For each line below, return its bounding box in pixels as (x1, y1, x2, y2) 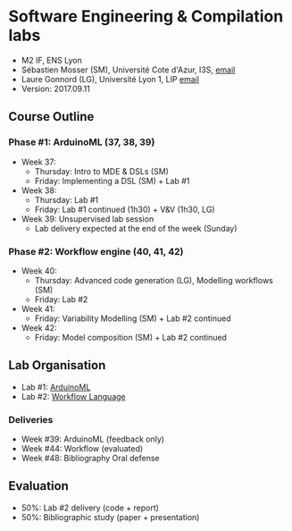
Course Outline (8, 109, 95, 124)
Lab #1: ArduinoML (21, 382, 91, 392)
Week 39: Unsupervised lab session (21, 213, 154, 224)
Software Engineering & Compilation (8, 6, 284, 27)
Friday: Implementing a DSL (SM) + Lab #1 (34, 175, 190, 186)
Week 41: (21, 303, 55, 314)
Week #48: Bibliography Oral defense (21, 453, 160, 464)
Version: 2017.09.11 (21, 83, 90, 94)
